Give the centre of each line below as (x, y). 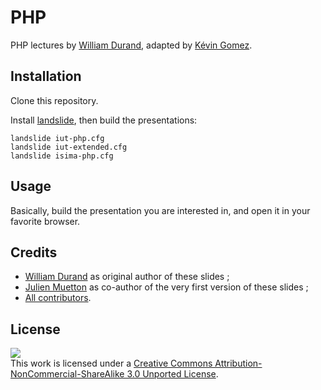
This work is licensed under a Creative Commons (111, 363)
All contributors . (58, 298)
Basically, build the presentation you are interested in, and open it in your (160, 210)
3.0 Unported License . (172, 374)
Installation (46, 76)
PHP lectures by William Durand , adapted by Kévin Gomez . (131, 45)
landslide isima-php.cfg (62, 156)
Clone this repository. (54, 100)
